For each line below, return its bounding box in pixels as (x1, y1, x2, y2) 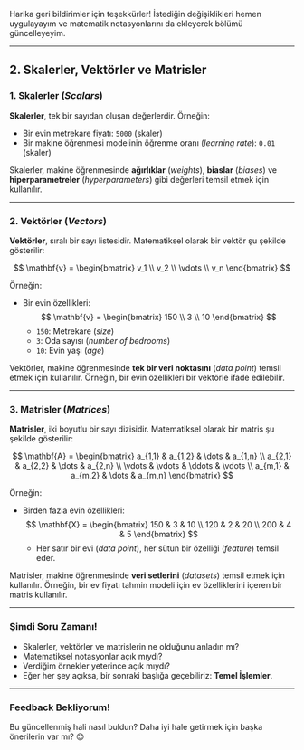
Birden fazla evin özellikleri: (22, 505, 125, 516)
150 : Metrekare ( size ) (35, 326, 115, 337)
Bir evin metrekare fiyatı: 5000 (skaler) (22, 128, 163, 138)
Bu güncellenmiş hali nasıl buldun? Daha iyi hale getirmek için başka (9, 721, 263, 732)
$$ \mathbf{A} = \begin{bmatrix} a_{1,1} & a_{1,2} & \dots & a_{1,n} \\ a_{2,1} (12, 451, 292, 461)
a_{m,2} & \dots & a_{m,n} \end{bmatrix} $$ (71, 470, 233, 481)
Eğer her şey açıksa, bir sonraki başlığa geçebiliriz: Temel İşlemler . (22, 669, 273, 680)
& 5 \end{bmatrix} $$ (119, 529, 199, 540)
